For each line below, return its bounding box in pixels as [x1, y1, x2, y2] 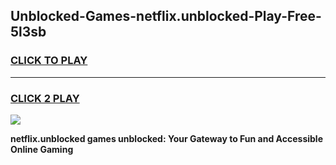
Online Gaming [10, 143, 74, 155]
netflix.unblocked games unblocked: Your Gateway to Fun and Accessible [10, 132, 323, 144]
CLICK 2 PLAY [10, 91, 80, 105]
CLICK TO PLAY [10, 54, 88, 68]
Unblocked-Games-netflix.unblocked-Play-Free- [10, 8, 322, 25]
